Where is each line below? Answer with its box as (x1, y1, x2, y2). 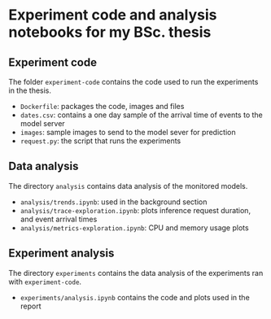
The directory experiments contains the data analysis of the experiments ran (8, 268, 264, 277)
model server (20, 119, 65, 128)
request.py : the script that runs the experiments (20, 136, 181, 146)
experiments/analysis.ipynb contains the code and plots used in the (20, 292, 250, 302)
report (20, 301, 42, 311)
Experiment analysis (8, 247, 115, 260)
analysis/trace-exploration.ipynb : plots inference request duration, (20, 205, 251, 215)
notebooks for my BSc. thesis (8, 23, 212, 42)
